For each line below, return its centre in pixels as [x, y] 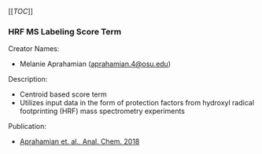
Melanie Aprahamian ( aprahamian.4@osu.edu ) [95, 64]
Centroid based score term [63, 94]
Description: [28, 79]
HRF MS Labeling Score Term [65, 31]
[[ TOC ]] [20, 11]
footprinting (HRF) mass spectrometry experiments [102, 111]
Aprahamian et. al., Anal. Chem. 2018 [79, 141]
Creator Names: [34, 49]
